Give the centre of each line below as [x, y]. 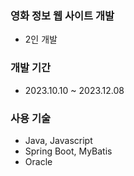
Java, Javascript [58, 140]
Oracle [38, 161]
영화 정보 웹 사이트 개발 [62, 15]
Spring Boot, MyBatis [68, 151]
